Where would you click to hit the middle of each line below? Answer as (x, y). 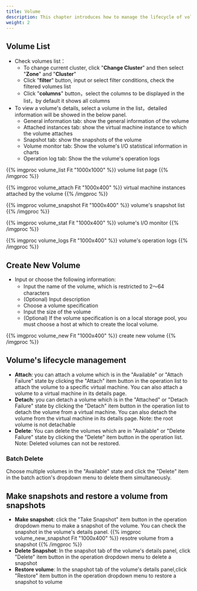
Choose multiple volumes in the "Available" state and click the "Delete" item (97, 472)
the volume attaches (48, 133)
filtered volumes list (47, 86)
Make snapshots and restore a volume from (87, 496)
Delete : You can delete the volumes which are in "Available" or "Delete (100, 430)
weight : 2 (18, 22)
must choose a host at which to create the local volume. (91, 324)
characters (36, 293)
